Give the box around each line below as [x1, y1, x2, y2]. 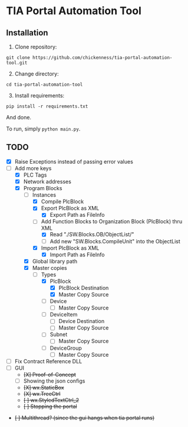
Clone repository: [14, 43, 57, 50]
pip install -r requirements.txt [6, 103, 88, 109]
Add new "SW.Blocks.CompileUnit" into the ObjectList [50, 237, 181, 245]
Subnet [50, 331, 68, 338]
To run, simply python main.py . [6, 125, 81, 132]
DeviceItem [50, 311, 78, 318]
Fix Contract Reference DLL [14, 357, 83, 364]
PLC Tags [23, 171, 47, 178]
